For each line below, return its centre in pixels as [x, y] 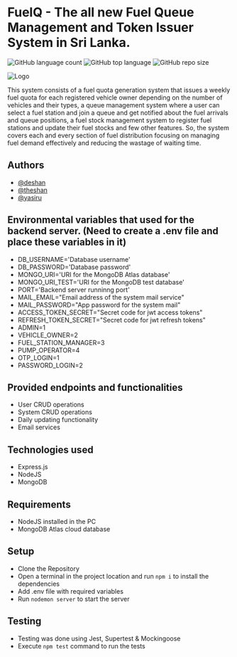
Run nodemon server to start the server [73, 599]
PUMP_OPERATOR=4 [49, 350]
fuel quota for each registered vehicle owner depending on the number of [115, 98]
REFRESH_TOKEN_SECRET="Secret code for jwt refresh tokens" [111, 320]
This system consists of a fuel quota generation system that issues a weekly [119, 90]
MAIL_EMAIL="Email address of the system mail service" [101, 297]
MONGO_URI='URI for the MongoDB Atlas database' [94, 274]
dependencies [39, 584]
